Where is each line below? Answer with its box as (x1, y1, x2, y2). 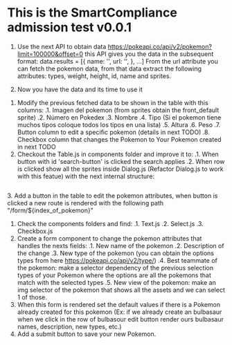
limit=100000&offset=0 (17, 50, 84, 58)
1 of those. (17, 292, 47, 301)
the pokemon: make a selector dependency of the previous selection (17, 263, 213, 272)
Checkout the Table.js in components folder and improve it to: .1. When (17, 150, 220, 158)
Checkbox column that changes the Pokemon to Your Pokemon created (17, 135, 222, 143)
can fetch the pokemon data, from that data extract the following (17, 64, 202, 73)
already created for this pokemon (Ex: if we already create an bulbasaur (17, 308, 222, 316)
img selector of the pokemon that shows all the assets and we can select (17, 286, 225, 294)
